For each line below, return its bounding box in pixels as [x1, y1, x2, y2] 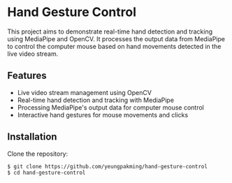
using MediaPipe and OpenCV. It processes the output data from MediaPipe [7, 34, 226, 43]
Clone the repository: [7, 149, 68, 158]
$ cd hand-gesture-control [7, 169, 86, 177]
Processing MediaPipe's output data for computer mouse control [17, 103, 205, 112]
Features [7, 70, 47, 82]
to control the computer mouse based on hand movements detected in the [7, 42, 222, 50]
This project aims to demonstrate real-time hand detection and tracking [7, 27, 213, 36]
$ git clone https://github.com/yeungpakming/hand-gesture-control [7, 163, 208, 170]
